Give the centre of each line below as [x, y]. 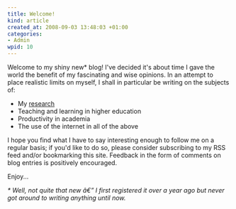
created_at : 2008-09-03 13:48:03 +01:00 [68, 27]
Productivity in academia [54, 119]
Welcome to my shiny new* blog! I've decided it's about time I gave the [111, 67]
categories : [25, 34]
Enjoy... [18, 176]
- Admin [19, 41]
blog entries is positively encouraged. [62, 163]
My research [36, 103]
